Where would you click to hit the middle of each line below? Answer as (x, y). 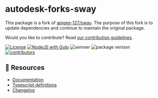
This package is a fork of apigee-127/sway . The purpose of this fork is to (79, 23)
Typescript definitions (34, 85)
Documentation (28, 79)
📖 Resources (25, 68)
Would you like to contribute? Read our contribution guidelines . (69, 37)
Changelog (23, 90)
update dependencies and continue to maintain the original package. (75, 28)
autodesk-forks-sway (51, 9)
